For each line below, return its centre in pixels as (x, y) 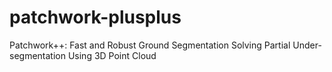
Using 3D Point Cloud (112, 55)
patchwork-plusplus (95, 17)
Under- (307, 45)
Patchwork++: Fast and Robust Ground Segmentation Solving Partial (150, 45)
